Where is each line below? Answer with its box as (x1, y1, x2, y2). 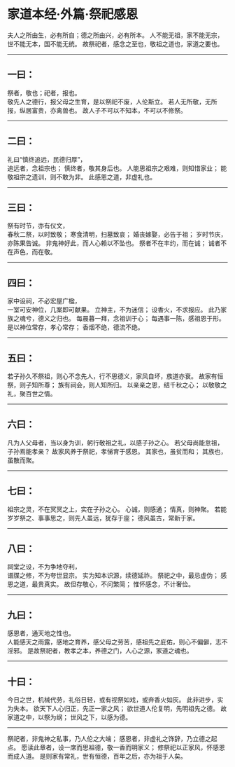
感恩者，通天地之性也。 (7, 629, 75, 637)
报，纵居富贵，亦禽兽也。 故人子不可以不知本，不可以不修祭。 (7, 106, 187, 114)
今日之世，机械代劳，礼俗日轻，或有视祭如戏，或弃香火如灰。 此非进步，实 (7, 696, 224, 704)
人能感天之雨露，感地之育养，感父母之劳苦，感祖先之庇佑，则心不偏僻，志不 (7, 638, 228, 647)
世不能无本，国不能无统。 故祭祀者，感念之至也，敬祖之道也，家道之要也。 (7, 39, 224, 48)
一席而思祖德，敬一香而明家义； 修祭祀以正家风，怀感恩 (64, 743, 225, 752)
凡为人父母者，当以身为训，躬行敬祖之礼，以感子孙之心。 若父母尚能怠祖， (7, 438, 224, 447)
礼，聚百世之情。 (7, 389, 57, 398)
